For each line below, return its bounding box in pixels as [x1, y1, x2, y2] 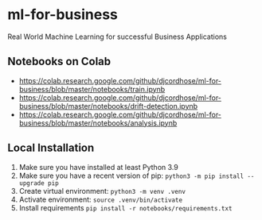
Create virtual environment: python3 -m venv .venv [18, 186, 186, 195]
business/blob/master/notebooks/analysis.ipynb [18, 118, 178, 128]
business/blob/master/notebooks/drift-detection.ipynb [18, 101, 198, 110]
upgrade [18, 179, 45, 187]
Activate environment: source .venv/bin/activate [18, 195, 183, 204]
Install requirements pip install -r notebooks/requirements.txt [18, 203, 233, 212]
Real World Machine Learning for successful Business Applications [7, 32, 228, 41]
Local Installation [7, 141, 95, 155]
